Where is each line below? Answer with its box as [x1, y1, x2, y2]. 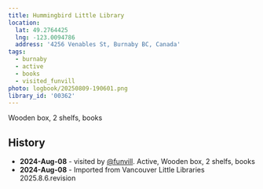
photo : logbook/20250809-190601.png [8, 84, 128, 93]
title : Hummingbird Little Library [8, 11, 125, 20]
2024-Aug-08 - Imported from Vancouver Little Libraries [19, 165, 206, 175]
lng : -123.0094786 [15, 33, 76, 42]
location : [8, 19, 41, 27]
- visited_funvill [15, 77, 76, 85]
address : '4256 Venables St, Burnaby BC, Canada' [15, 41, 181, 49]
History [8, 136, 46, 149]
